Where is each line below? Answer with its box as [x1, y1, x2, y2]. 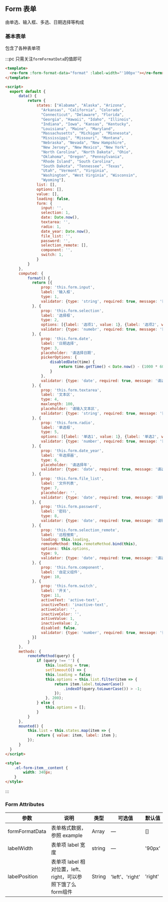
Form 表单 [5, 5, 36, 14]
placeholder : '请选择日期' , [40, 350, 96, 355]
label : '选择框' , [40, 313, 75, 318]
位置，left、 [56, 866, 84, 873]
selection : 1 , [40, 210, 70, 215]
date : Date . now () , [40, 215, 79, 220]
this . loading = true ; [45, 663, 91, 668]
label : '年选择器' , [40, 453, 78, 458]
